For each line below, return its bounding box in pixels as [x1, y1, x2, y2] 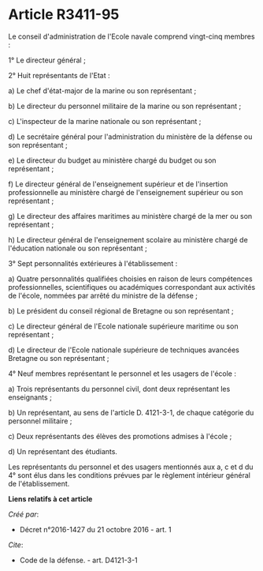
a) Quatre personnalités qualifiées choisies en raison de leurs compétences [8, 274, 254, 284]
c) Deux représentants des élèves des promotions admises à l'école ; [8, 431, 232, 441]
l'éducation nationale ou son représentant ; [8, 243, 148, 253]
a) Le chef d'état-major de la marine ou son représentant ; [8, 85, 197, 96]
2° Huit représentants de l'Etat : [8, 70, 110, 80]
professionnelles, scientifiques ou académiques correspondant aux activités [8, 282, 256, 291]
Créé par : [8, 509, 39, 519]
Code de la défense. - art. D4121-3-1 [19, 555, 138, 565]
